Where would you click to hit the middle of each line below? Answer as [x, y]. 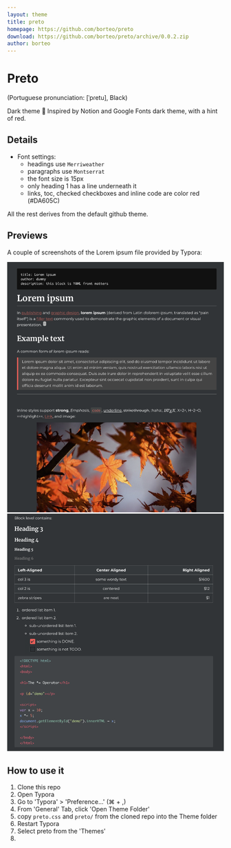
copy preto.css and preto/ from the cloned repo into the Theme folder [117, 816]
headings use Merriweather [66, 164]
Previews [27, 235]
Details [22, 140]
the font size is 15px [55, 179]
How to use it [36, 770]
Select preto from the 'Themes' [62, 831]
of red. [16, 119]
